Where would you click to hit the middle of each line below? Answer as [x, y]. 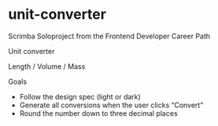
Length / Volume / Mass [47, 66]
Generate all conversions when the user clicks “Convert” [111, 105]
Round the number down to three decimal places [99, 113]
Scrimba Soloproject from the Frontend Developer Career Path [109, 36]
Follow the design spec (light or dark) [80, 96]
